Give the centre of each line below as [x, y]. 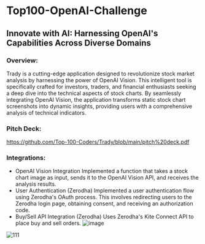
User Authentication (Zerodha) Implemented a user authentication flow [105, 191]
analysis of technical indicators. [46, 112]
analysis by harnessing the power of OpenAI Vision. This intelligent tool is [99, 80]
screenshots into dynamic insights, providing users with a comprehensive [99, 106]
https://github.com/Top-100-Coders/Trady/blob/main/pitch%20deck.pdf [98, 142]
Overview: [22, 60]
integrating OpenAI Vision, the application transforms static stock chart [96, 99]
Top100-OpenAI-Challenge [77, 11]
